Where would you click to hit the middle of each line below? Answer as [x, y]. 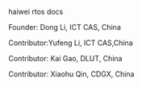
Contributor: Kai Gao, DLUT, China [65, 58]
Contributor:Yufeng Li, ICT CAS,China [71, 43]
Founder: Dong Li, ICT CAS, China [65, 27]
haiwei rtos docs [36, 12]
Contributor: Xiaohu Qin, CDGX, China [71, 74]
